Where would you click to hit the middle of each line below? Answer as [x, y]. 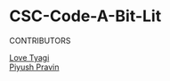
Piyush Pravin [34, 67]
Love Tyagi [29, 57]
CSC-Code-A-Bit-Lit [85, 16]
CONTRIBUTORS [40, 40]
